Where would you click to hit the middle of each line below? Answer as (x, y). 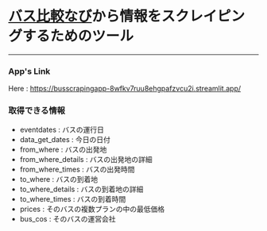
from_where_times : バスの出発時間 (77, 169)
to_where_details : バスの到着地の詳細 (81, 189)
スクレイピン (203, 16)
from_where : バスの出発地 (63, 149)
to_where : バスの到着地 (59, 179)
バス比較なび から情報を (85, 16)
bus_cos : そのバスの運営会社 (68, 218)
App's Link (29, 71)
